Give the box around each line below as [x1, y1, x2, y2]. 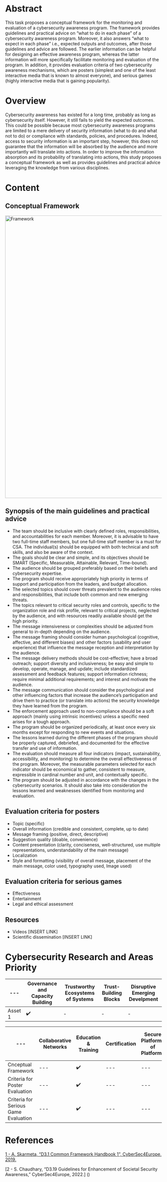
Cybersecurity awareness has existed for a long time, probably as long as [5, 112, 156, 118]
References [5, 1135, 54, 1146]
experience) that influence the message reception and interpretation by [12, 644, 159, 651]
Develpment [128, 996, 158, 1003]
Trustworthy [64, 983, 95, 990]
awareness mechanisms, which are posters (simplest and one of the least [5, 67, 156, 73]
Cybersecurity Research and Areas [5, 952, 154, 963]
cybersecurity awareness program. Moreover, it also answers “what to [5, 35, 149, 41]
